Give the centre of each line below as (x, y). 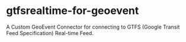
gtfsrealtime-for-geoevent (73, 11)
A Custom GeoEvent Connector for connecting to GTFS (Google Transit (93, 27)
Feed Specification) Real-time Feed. (50, 33)
